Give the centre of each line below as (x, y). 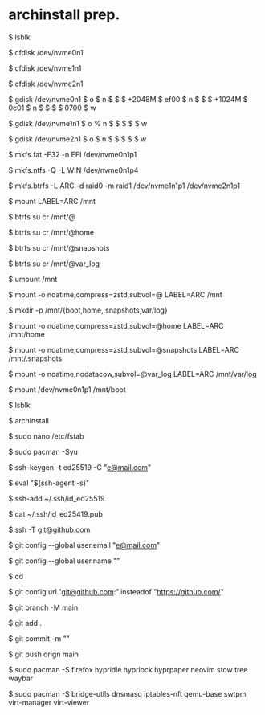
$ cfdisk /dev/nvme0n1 (46, 52)
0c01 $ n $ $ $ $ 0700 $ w (52, 108)
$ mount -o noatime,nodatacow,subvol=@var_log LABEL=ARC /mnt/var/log (132, 374)
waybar (21, 678)
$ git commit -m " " (39, 638)
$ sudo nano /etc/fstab (46, 436)
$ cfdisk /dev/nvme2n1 (46, 84)
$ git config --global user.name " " (64, 561)
